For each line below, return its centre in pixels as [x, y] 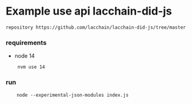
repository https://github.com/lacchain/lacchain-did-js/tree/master [96, 27]
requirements [26, 43]
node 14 [24, 56]
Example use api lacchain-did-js [89, 11]
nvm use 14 [31, 67]
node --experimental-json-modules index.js [73, 95]
